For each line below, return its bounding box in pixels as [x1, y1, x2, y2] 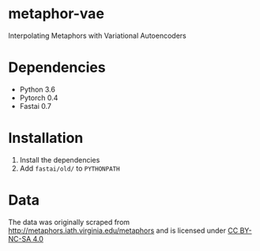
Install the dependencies [19, 155, 100, 164]
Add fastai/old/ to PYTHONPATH [19, 163, 120, 173]
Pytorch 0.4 [19, 92, 58, 103]
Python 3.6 [19, 84, 55, 94]
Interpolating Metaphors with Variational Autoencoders [8, 31, 187, 40]
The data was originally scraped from [8, 217, 130, 227]
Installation [8, 129, 84, 147]
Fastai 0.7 [19, 101, 52, 111]
